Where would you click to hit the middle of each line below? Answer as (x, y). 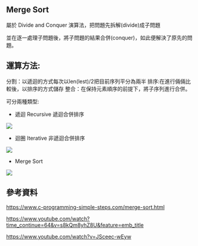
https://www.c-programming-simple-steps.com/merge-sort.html (86, 207)
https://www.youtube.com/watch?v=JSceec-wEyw (69, 237)
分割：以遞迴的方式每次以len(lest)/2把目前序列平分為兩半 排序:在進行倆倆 (96, 81)
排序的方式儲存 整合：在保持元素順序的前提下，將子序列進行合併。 (109, 88)
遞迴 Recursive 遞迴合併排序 (49, 114)
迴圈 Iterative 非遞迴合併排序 (50, 138)
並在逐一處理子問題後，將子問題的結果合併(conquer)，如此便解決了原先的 (97, 38)
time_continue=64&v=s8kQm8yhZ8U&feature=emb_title (75, 225)
